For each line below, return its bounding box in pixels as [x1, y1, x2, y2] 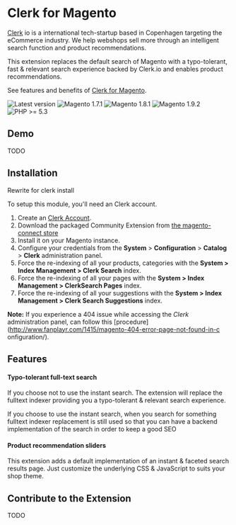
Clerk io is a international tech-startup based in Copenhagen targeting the [7, 28, 223, 37]
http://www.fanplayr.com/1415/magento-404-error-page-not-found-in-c [9, 324, 220, 334]
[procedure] [114, 317, 149, 326]
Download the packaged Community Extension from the [17, 221, 182, 230]
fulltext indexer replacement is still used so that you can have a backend [7, 417, 218, 426]
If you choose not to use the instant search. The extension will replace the [7, 388, 223, 397]
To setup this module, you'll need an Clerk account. [7, 200, 158, 208]
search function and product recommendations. [7, 43, 147, 52]
